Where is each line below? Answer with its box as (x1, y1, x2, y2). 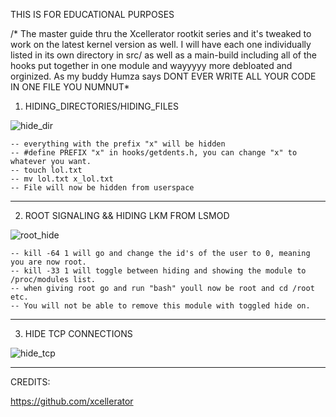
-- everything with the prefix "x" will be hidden (10, 139, 226, 149)
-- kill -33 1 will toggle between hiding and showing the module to (10, 266, 307, 276)
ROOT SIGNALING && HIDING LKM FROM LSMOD (24, 210, 230, 221)
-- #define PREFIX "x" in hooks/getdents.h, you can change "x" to (10, 148, 298, 158)
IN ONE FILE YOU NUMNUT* (10, 81, 130, 93)
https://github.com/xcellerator (10, 395, 134, 407)
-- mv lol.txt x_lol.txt (10, 174, 114, 184)
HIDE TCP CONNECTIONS (24, 328, 133, 339)
